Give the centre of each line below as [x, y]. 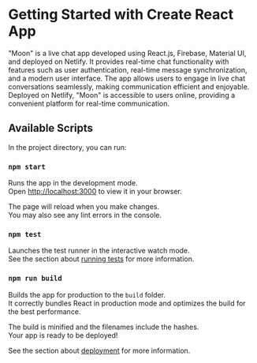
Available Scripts [50, 128]
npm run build [35, 279]
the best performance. [45, 311]
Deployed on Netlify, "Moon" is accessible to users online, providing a [122, 95]
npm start [27, 167]
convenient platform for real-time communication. [89, 103]
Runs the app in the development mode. [73, 183]
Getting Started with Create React [121, 15]
